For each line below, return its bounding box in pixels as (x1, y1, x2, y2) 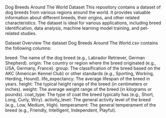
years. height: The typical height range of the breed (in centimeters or (5, 81, 148, 87)
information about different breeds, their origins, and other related (5, 15, 140, 20)
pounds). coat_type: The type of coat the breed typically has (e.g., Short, (5, 91, 155, 97)
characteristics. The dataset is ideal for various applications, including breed (5, 20, 162, 26)
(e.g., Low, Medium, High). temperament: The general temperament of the (5, 102, 156, 108)
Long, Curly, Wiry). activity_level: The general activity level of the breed (5, 97, 151, 103)
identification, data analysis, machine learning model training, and (5, 25, 140, 31)
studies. (20, 31, 37, 36)
